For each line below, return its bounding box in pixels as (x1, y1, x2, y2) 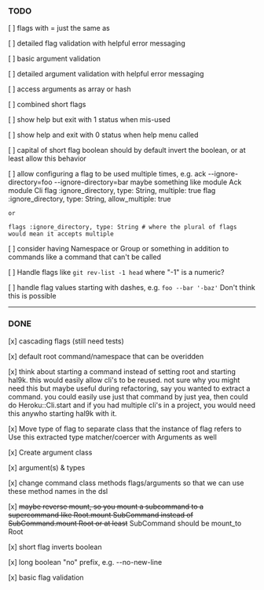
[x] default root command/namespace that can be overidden (8, 351, 204, 361)
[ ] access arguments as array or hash (8, 84, 131, 94)
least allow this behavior (8, 154, 86, 163)
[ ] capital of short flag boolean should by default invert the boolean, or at (8, 146, 246, 155)
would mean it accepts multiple (8, 230, 114, 238)
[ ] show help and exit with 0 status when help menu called (8, 130, 199, 139)
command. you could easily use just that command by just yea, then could (8, 391, 248, 401)
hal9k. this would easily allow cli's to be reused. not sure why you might (8, 375, 240, 384)
